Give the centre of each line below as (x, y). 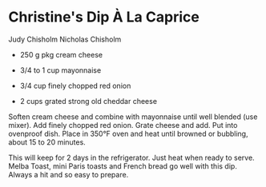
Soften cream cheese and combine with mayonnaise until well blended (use (133, 117)
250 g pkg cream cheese (61, 54)
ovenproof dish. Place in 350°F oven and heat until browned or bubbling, (128, 133)
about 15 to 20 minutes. (47, 142)
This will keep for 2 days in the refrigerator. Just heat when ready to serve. (131, 157)
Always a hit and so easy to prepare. (69, 174)
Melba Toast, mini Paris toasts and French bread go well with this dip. (123, 166)
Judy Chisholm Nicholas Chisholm (65, 39)
